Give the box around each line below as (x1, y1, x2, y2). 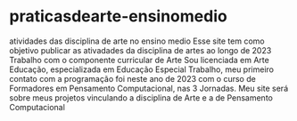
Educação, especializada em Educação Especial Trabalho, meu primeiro (9, 64, 275, 75)
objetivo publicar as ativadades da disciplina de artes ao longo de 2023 (9, 44, 272, 55)
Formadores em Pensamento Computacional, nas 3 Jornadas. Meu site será (9, 83, 289, 93)
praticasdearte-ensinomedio (9, 6, 227, 27)
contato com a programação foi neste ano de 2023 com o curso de (9, 73, 256, 84)
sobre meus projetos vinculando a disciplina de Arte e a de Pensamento (9, 92, 274, 103)
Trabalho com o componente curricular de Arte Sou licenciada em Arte (9, 54, 269, 65)
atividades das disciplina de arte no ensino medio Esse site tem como (9, 36, 265, 46)
